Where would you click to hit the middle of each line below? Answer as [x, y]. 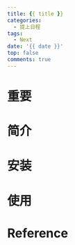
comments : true [29, 60]
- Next [23, 40]
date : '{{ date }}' [35, 46]
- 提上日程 [27, 27]
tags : [15, 33]
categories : [24, 20]
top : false [23, 53]
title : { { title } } [35, 14]
